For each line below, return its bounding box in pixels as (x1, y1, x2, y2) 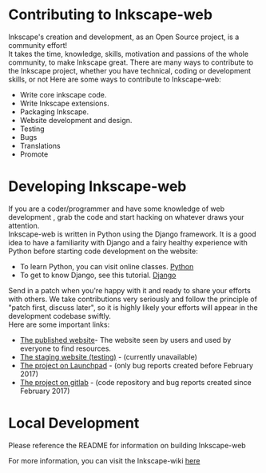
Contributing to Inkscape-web (8, 6, 213, 24)
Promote (19, 149, 49, 159)
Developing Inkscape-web (8, 177, 187, 196)
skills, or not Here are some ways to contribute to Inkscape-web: (8, 74, 221, 84)
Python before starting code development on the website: (8, 246, 198, 256)
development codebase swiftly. (8, 311, 112, 320)
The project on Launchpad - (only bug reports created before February (19, 360, 254, 370)
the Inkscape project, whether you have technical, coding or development (8, 66, 252, 75)
